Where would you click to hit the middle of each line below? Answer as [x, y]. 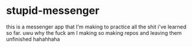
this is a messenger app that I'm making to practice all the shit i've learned [96, 27]
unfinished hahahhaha [33, 39]
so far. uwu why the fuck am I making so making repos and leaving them [94, 32]
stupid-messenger [53, 11]
